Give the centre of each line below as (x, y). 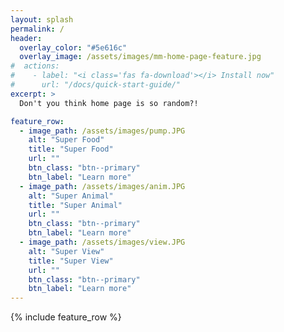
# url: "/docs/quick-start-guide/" (96, 85)
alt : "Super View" (66, 251)
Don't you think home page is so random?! (109, 103)
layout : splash (42, 19)
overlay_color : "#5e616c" (73, 47)
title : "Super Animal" (75, 205)
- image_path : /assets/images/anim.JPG (102, 186)
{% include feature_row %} (66, 317)
